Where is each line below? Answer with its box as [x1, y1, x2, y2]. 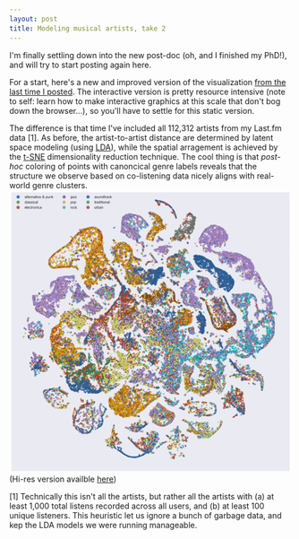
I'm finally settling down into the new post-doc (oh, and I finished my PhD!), [9, 49, 288, 60]
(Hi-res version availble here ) [9, 474, 117, 484]
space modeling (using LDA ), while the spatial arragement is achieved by [9, 142, 278, 152]
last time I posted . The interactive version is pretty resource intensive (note [9, 86, 286, 97]
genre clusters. [31, 179, 88, 190]
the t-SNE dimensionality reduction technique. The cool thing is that [9, 151, 260, 161]
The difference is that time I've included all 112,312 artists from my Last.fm [9, 122, 282, 134]
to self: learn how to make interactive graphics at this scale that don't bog [9, 95, 281, 107]
